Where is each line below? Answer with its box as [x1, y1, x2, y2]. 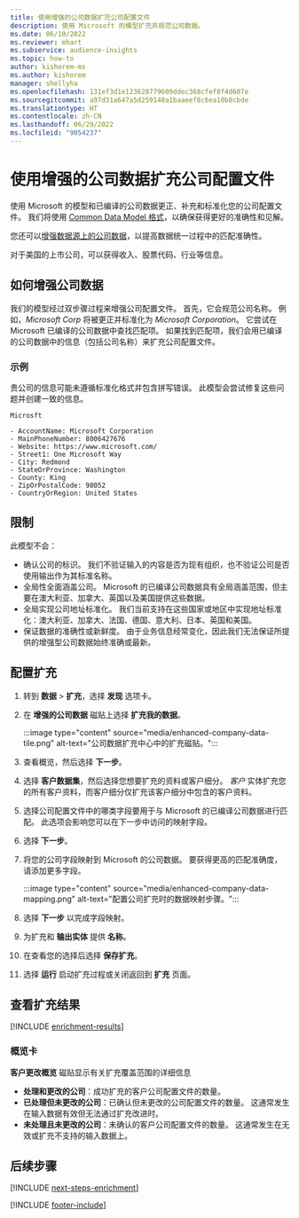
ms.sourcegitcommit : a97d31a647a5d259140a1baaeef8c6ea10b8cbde [10, 95, 249, 105]
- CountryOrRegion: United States [10, 489, 138, 498]
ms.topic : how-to [10, 54, 75, 63]
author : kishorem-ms [10, 63, 87, 72]
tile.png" [22, 737, 55, 748]
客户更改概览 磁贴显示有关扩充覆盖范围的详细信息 [10, 1066, 192, 1078]
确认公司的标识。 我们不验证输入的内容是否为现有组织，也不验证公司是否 [22, 559, 290, 570]
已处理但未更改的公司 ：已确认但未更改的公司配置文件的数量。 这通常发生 [22, 1096, 290, 1107]
